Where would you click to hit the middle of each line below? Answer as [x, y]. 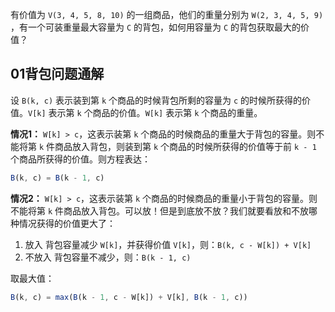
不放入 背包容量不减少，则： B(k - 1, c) [108, 257]
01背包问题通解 [57, 74]
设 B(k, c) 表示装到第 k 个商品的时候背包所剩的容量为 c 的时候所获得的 [156, 100]
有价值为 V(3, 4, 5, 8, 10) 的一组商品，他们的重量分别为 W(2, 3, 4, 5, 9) [167, 14]
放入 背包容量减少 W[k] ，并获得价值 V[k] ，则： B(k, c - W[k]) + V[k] [168, 244]
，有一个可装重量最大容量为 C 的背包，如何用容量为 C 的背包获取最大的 [156, 27]
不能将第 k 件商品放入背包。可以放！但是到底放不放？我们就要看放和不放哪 [164, 210]
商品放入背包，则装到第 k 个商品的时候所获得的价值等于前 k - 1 [185, 146]
